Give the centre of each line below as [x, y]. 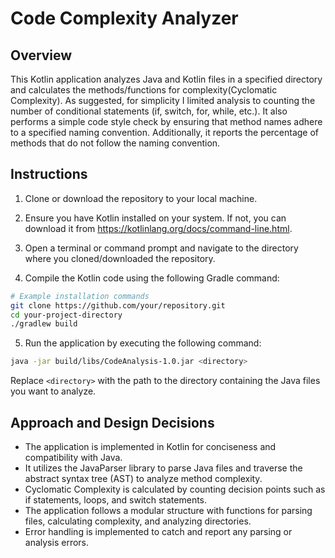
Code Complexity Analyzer [124, 18]
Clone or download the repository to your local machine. [141, 198]
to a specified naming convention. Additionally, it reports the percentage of [165, 132]
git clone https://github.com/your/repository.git [118, 305]
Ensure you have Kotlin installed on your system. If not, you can [155, 218]
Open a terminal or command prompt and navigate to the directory [161, 248]
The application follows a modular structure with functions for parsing [168, 510]
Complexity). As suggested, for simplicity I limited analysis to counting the [163, 100]
